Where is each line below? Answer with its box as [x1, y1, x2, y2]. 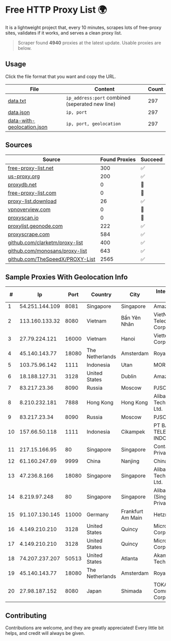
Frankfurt [121, 508, 144, 515]
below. [17, 45, 32, 51]
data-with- [8, 117, 36, 124]
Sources [5, 141, 33, 149]
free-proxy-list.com [8, 189, 57, 196]
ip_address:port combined [66, 94, 131, 101]
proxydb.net [8, 181, 37, 188]
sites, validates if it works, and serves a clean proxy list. [5, 30, 122, 36]
